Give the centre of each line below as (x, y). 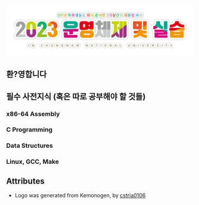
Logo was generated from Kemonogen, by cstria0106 (80, 195)
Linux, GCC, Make (33, 161)
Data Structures (30, 146)
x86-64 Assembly (33, 114)
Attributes (25, 181)
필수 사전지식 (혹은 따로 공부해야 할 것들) (76, 96)
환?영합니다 (27, 74)
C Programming (29, 130)
